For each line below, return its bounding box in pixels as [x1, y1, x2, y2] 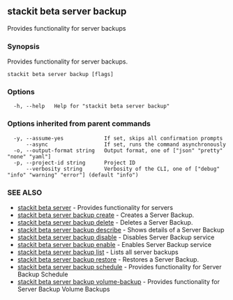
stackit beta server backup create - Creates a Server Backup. [17, 211, 194, 219]
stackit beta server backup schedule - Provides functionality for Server [17, 263, 222, 271]
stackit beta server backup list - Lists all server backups [17, 248, 179, 256]
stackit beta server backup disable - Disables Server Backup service [17, 233, 215, 241]
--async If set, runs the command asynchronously [25, 141, 227, 148]
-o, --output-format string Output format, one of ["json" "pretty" [13, 147, 223, 154]
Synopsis [7, 41, 40, 51]
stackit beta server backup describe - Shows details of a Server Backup [17, 226, 225, 234]
